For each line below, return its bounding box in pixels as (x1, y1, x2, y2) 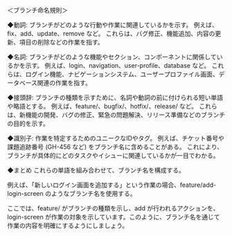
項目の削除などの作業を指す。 (19, 38, 104, 46)
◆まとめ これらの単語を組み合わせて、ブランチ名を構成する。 (7, 166, 185, 174)
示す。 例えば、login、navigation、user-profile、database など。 (25, 62, 211, 69)
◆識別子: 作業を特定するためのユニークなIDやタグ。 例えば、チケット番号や (7, 134, 225, 142)
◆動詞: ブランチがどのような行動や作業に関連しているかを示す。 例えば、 (7, 21, 218, 29)
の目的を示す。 (7, 120, 50, 127)
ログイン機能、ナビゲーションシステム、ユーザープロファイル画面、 (25, 70, 220, 78)
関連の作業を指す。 (37, 79, 91, 87)
